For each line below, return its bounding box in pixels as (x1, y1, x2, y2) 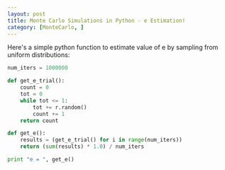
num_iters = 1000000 (7, 65, 69, 72)
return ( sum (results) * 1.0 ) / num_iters (20, 143, 144, 150)
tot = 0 (20, 90, 43, 97)
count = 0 (20, 84, 50, 91)
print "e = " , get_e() (7, 156, 75, 163)
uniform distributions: (7, 51, 70, 59)
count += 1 (33, 110, 65, 117)
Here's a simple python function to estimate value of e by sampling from (7, 43, 219, 52)
